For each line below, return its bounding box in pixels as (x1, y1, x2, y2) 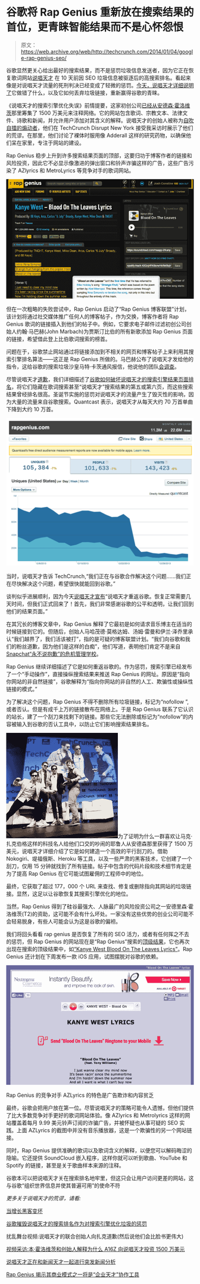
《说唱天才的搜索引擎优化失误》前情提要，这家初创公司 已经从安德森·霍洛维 (6, 102, 190, 109)
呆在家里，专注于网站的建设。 (11, 139, 85, 146)
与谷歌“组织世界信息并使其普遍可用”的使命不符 (6, 1182, 121, 1190)
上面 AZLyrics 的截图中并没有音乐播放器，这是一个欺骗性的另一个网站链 (16, 1127, 192, 1134)
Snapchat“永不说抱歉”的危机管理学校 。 (6, 650, 102, 658)
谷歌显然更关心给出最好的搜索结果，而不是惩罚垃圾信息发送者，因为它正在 (6, 66, 189, 74)
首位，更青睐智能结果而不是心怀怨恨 (6, 20, 184, 34)
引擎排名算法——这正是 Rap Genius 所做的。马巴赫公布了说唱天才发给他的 (11, 355, 194, 362)
